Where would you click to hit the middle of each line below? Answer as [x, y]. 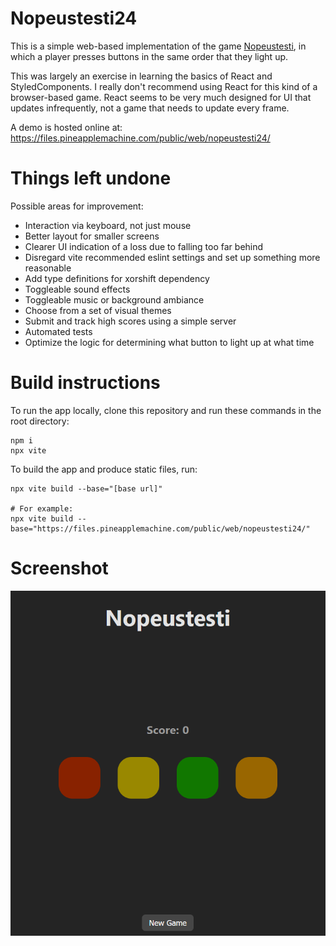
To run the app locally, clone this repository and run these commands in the [166, 410]
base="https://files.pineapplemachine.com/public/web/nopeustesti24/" [160, 528]
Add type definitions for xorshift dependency [117, 278]
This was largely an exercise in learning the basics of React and [141, 76]
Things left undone [91, 178]
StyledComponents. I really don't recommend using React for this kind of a [164, 86]
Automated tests [58, 331]
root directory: [40, 421]
